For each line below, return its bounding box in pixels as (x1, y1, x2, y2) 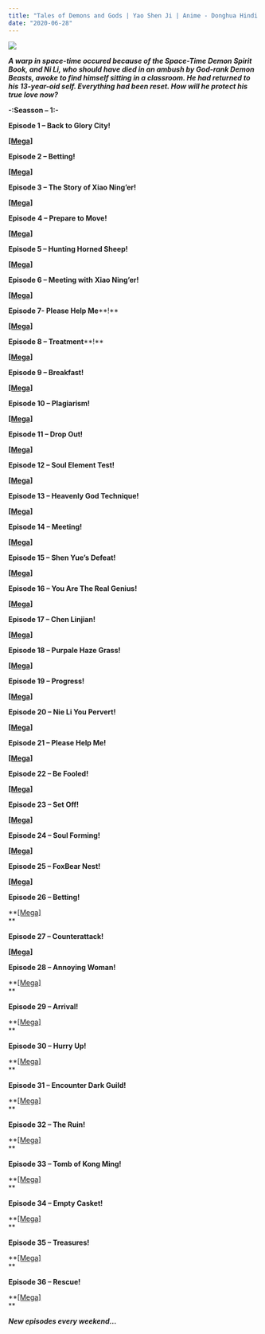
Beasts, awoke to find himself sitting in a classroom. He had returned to (8, 72, 251, 82)
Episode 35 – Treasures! (8, 1238, 90, 1247)
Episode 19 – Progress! (8, 676, 85, 686)
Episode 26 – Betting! (8, 892, 80, 902)
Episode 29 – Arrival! (8, 1001, 79, 1011)
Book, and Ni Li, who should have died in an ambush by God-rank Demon (8, 65, 255, 74)
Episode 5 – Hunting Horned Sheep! (8, 244, 129, 253)
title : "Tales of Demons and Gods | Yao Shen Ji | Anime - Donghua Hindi (8, 11, 259, 20)
